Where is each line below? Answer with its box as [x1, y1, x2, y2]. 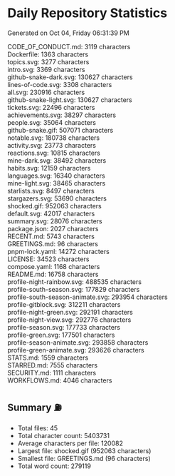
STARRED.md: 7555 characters [7, 360, 98, 369]
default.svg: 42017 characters [7, 209, 95, 218]
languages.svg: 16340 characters [7, 171, 105, 180]
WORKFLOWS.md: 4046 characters [7, 376, 112, 385]
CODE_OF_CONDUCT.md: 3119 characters [7, 42, 131, 51]
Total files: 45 [17, 423, 58, 432]
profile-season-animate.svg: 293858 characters [7, 338, 149, 347]
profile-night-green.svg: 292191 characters [7, 308, 133, 316]
